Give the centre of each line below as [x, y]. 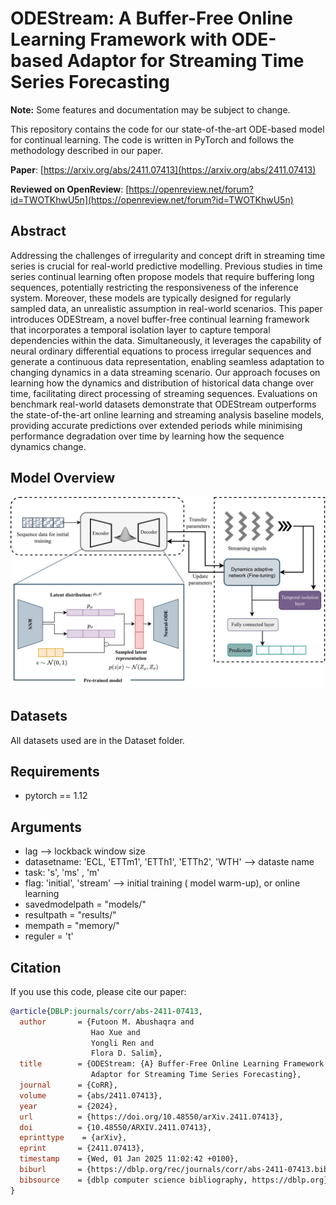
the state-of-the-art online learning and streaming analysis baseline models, [167, 414]
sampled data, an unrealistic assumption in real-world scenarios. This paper [166, 308]
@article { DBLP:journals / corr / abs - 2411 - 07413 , [106, 1011]
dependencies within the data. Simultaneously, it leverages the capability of [166, 340]
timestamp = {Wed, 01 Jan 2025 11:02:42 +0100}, [129, 1159]
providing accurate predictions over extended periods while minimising [156, 425]
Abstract [38, 231]
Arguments [46, 827]
